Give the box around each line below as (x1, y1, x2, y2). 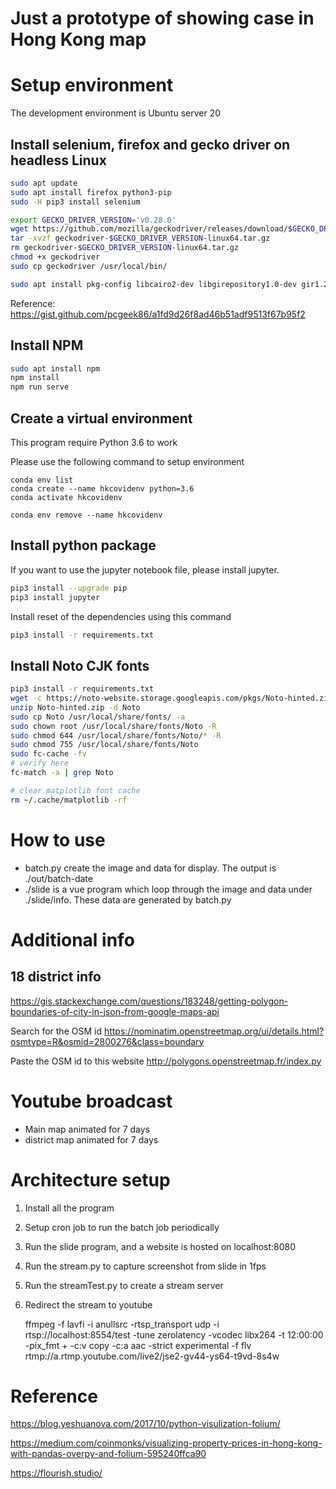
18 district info (10, 968, 102, 986)
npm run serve (10, 382, 70, 392)
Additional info (10, 928, 135, 951)
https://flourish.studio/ (10, 1467, 103, 1479)
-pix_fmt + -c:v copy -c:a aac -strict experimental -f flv (24, 1339, 252, 1351)
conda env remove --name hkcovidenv (10, 510, 163, 520)
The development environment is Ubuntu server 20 (10, 107, 222, 119)
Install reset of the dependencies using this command (10, 610, 232, 622)
